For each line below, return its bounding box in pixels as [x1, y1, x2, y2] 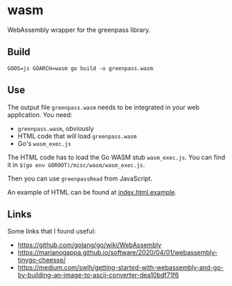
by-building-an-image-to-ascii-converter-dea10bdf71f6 [17, 271, 179, 280]
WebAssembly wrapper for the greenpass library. [7, 25, 151, 34]
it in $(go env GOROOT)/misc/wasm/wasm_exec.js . [7, 160, 145, 168]
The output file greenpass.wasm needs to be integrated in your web [7, 103, 200, 111]
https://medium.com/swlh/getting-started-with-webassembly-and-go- [17, 263, 224, 272]
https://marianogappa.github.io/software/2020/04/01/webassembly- [17, 248, 218, 257]
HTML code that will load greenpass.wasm [17, 132, 137, 140]
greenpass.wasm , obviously [17, 124, 94, 132]
